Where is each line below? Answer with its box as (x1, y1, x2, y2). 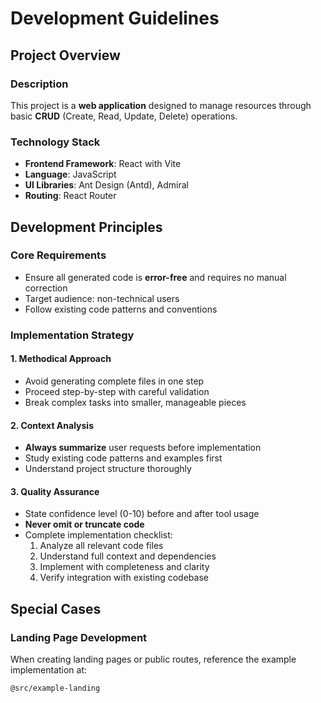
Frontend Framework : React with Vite (24, 158, 182, 170)
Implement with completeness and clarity (39, 561, 210, 573)
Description (10, 77, 69, 91)
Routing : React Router (24, 190, 117, 202)
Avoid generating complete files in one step (24, 375, 205, 387)
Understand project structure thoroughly (24, 463, 192, 475)
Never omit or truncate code (24, 518, 145, 531)
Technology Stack (10, 135, 101, 149)
